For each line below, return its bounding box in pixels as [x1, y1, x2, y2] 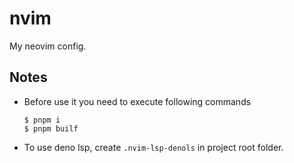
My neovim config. [9, 40, 87, 52]
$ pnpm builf [23, 123, 79, 134]
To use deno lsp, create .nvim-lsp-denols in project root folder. [23, 141, 284, 153]
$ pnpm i [23, 115, 61, 125]
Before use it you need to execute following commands [23, 95, 252, 107]
